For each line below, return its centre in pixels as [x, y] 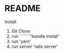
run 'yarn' [21, 41]
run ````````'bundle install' [35, 36]
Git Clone [21, 31]
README [23, 8]
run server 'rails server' [35, 46]
